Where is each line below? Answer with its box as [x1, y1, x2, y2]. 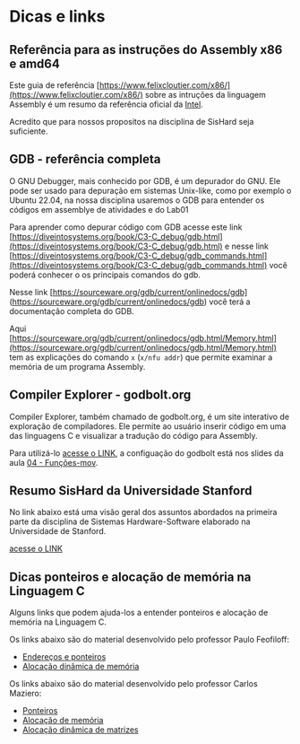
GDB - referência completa [9, 152, 161, 167]
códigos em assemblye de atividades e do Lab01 [9, 204, 189, 214]
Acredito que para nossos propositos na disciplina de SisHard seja [9, 117, 254, 127]
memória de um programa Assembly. [9, 361, 146, 372]
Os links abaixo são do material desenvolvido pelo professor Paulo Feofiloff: [9, 635, 289, 645]
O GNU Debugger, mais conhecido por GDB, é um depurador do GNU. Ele [9, 175, 281, 186]
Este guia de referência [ [9, 80, 100, 91]
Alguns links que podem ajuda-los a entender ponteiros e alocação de [9, 608, 269, 618]
